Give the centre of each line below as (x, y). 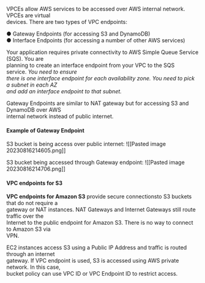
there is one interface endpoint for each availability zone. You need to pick (100, 78)
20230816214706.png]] (36, 169)
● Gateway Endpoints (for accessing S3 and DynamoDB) (78, 34)
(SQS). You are (25, 59)
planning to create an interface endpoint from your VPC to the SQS (91, 65)
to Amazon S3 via (28, 229)
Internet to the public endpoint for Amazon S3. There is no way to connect (100, 223)
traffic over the (25, 216)
